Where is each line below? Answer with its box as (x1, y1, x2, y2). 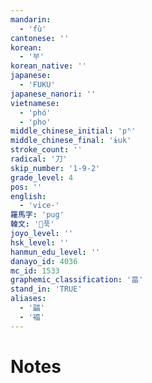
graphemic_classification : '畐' (10, 275, 144, 285)
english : (10, 191, 47, 201)
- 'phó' (19, 107, 52, 118)
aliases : (10, 294, 47, 304)
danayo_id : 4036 (10, 256, 78, 266)
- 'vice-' (19, 201, 60, 211)
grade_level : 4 (10, 172, 74, 183)
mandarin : (10, 14, 52, 25)
